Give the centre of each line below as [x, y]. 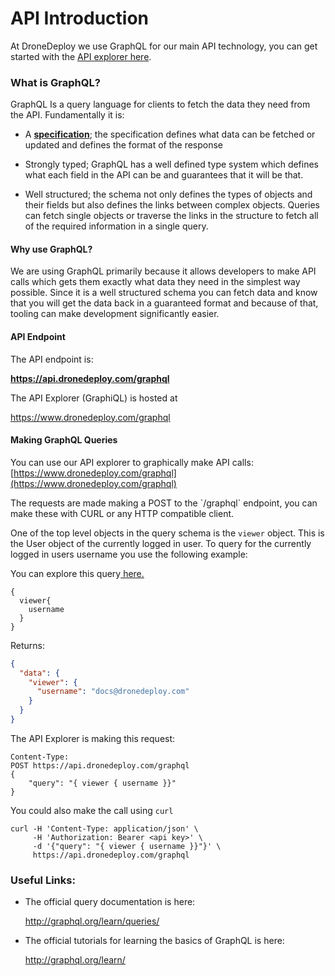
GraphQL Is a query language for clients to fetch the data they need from [160, 104]
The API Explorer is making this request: [93, 738]
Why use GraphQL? [51, 249]
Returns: [28, 645]
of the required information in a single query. [116, 226]
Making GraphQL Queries [64, 440]
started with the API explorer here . [81, 56]
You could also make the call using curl [92, 810]
